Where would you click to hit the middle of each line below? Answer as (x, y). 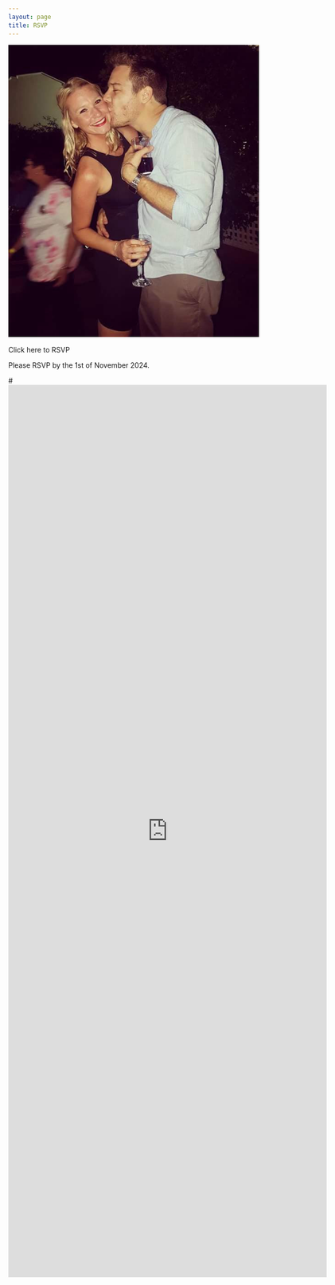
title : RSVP (28, 25)
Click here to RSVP (39, 349)
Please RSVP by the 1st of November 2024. (79, 365)
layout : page (30, 17)
